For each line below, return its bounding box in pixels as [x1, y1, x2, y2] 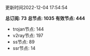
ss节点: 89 [12, 39, 35, 45]
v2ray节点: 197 [12, 33, 43, 38]
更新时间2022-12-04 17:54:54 [5, 5, 68, 10]
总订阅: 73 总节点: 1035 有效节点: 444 [5, 15, 85, 21]
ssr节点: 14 [12, 45, 36, 51]
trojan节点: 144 [12, 26, 44, 32]
